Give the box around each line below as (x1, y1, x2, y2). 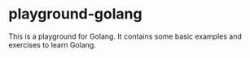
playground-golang (8, 5, 143, 23)
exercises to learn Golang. (8, 39, 96, 49)
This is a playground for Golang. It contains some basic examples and (8, 31, 242, 41)
